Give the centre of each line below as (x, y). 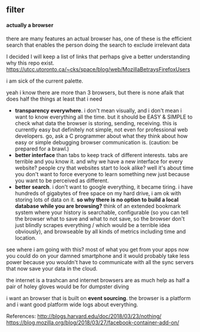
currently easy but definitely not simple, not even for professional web (101, 129)
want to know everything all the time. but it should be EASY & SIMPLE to (104, 117)
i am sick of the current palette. (45, 81)
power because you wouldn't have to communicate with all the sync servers (100, 262)
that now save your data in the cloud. (52, 268)
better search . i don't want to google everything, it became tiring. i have (104, 187)
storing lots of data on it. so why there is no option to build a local (97, 200)
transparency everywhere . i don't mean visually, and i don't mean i (98, 110)
